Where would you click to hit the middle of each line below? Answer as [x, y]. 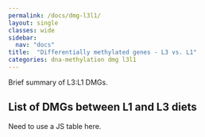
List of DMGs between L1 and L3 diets [102, 107]
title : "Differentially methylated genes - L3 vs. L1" [102, 52]
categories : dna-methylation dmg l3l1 [72, 60]
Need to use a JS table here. [55, 126]
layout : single [33, 23]
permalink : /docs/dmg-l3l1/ [55, 15]
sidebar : [23, 38]
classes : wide [32, 30]
